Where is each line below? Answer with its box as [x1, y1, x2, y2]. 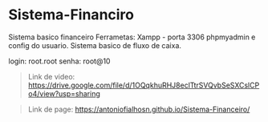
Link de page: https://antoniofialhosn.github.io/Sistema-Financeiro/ [27, 104, 250, 114]
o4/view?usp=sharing [27, 88, 100, 98]
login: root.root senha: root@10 [8, 56, 111, 66]
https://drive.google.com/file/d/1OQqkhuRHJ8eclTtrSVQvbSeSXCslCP [27, 80, 260, 90]
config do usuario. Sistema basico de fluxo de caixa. [8, 40, 182, 50]
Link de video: [27, 71, 75, 81]
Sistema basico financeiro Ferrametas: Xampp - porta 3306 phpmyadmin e [8, 32, 256, 42]
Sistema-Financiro [8, 6, 135, 24]
